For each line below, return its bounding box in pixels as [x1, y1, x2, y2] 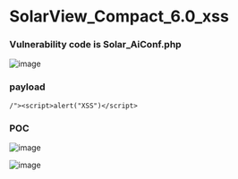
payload [9, 81, 47, 93]
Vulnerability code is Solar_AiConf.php [9, 38, 182, 51]
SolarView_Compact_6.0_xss [9, 6, 230, 27]
